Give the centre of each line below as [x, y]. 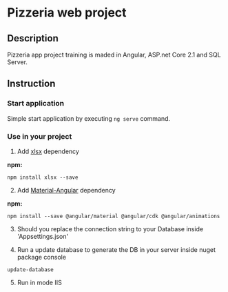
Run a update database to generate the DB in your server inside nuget [116, 249]
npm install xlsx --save [43, 177]
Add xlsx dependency [48, 151]
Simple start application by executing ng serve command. [89, 118]
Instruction [31, 84]
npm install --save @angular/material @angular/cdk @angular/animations [114, 216]
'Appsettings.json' [43, 236]
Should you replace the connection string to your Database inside [110, 228]
